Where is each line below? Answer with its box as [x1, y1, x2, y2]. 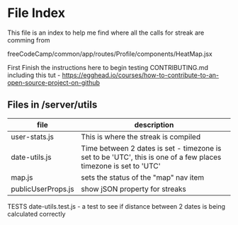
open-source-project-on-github [7, 78, 101, 86]
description [134, 120, 174, 129]
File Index [7, 5, 66, 21]
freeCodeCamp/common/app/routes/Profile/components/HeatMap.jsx [7, 50, 212, 58]
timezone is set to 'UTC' [81, 161, 161, 171]
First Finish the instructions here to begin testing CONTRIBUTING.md [7, 63, 209, 71]
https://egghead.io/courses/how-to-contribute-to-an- [62, 71, 220, 79]
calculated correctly [7, 209, 66, 218]
